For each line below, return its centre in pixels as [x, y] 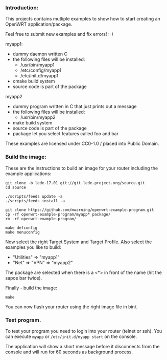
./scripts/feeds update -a [34, 196]
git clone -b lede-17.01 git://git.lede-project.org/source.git [75, 183]
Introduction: [22, 8]
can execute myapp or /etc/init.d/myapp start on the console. [71, 336]
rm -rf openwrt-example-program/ [41, 219]
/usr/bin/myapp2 [38, 117]
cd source [16, 187]
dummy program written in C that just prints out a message [75, 107]
